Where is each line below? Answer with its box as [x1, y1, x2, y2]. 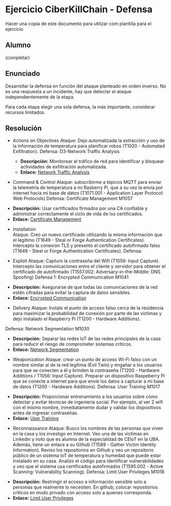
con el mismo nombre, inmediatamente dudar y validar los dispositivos [12, 405, 161, 411]
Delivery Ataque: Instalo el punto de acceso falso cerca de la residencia [12, 305, 164, 311]
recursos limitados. [5, 109, 46, 115]
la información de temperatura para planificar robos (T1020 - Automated [12, 143, 165, 149]
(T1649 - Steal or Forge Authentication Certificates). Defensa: [12, 248, 142, 254]
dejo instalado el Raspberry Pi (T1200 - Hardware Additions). [12, 316, 141, 322]
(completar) [5, 54, 30, 60]
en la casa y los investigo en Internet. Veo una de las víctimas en [12, 431, 149, 437]
